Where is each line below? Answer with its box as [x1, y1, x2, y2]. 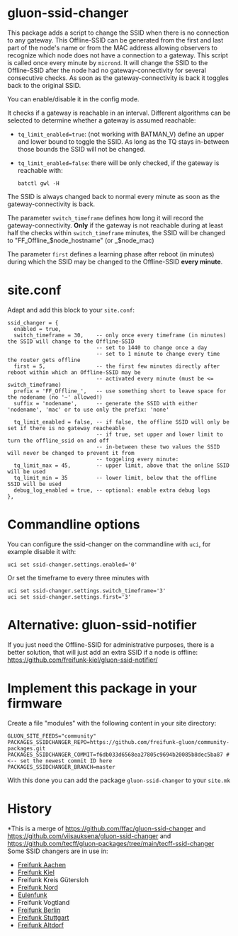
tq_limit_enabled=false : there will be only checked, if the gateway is [17, 158, 220, 167]
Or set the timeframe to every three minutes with [7, 573, 149, 582]
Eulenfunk [17, 891, 47, 899]
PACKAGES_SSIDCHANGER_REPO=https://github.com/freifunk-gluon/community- [7, 738, 230, 745]
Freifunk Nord [17, 883, 59, 891]
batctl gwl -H [17, 179, 59, 187]
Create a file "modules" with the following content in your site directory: [7, 718, 217, 727]
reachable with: [17, 166, 63, 174]
